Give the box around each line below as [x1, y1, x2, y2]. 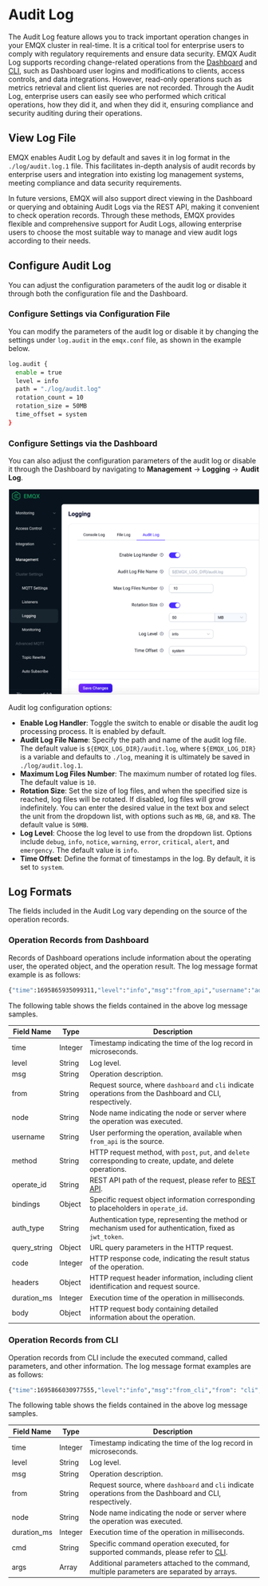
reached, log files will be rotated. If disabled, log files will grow [19, 794, 226, 803]
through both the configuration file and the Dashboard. [8, 289, 188, 298]
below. [8, 343, 30, 353]
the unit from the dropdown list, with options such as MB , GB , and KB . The [19, 811, 256, 821]
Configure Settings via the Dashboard [8, 437, 158, 448]
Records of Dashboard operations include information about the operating [8, 953, 251, 962]
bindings [11, 1199, 41, 1209]
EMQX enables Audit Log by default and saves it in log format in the [8, 152, 231, 162]
